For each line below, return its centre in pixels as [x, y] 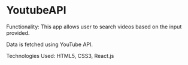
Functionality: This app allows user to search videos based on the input [94, 27]
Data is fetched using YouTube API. [50, 44]
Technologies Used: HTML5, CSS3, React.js [60, 56]
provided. [18, 32]
